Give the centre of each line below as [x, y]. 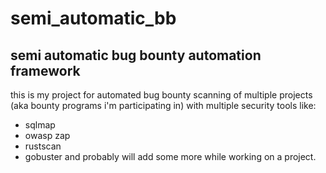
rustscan [43, 146]
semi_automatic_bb [93, 18]
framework [45, 70]
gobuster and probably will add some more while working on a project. [170, 156]
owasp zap [47, 135]
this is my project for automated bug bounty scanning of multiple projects [161, 95]
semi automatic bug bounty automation [136, 55]
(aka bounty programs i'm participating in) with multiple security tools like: [163, 105]
